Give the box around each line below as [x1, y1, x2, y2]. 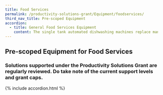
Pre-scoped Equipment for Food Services [5, 47, 133, 56]
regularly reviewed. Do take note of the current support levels [5, 68, 153, 75]
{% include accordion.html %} [5, 85, 65, 91]
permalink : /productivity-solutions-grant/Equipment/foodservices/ [5, 12, 145, 16]
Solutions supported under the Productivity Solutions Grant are [5, 62, 158, 69]
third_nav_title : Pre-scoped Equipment [5, 16, 86, 21]
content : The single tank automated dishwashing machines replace [14, 30, 151, 34]
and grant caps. [5, 74, 43, 81]
